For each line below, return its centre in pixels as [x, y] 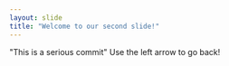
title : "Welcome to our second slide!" [85, 26]
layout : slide [36, 18]
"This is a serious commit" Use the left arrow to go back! [115, 52]
